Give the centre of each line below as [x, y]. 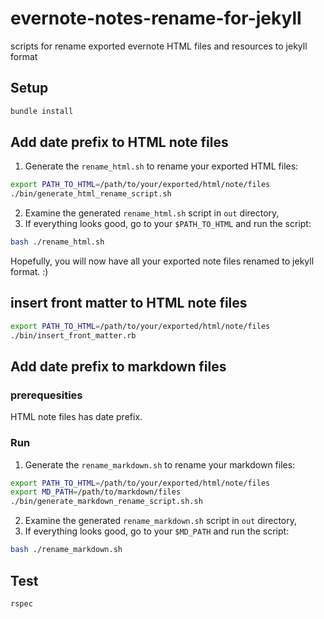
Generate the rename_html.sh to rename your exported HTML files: [161, 166]
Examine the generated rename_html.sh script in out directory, [152, 213]
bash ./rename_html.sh [57, 242]
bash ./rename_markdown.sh [66, 550]
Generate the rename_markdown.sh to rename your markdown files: [160, 464]
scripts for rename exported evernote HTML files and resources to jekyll [159, 46]
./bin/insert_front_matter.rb [73, 335]
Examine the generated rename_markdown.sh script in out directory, [161, 521]
